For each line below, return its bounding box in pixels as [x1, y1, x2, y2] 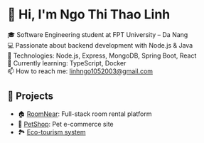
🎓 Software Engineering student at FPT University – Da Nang [7, 30, 188, 38]
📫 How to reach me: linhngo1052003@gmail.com [7, 67, 154, 75]
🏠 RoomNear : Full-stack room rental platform [17, 110, 152, 118]
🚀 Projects [7, 90, 54, 102]
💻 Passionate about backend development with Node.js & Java [7, 41, 193, 49]
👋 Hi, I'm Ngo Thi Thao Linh [7, 6, 171, 23]
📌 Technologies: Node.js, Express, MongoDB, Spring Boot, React [7, 51, 197, 60]
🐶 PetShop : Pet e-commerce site [17, 120, 114, 128]
